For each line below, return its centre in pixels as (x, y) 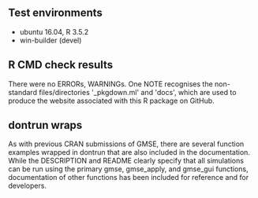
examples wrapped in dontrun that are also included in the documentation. (129, 152)
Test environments (55, 13)
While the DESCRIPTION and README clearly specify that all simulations (126, 161)
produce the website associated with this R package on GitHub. (111, 101)
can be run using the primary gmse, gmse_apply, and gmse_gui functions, (128, 169)
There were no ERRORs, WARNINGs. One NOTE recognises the (110, 84)
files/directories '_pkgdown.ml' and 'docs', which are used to (138, 92)
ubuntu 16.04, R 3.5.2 (54, 31)
